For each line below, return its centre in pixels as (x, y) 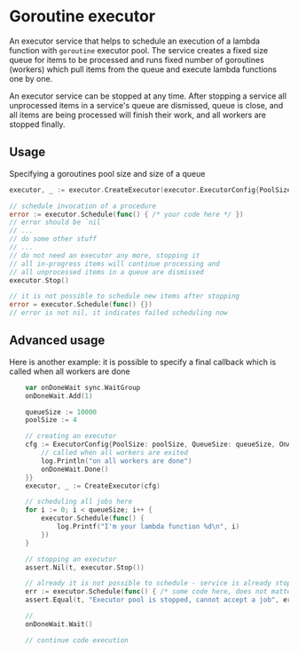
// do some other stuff (53, 239)
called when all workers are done (70, 371)
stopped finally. (37, 124)
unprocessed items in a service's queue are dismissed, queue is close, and (146, 105)
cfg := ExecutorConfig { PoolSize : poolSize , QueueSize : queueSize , (150, 445)
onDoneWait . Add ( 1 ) (59, 396)
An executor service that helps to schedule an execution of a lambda (134, 41)
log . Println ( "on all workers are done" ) (117, 461)
